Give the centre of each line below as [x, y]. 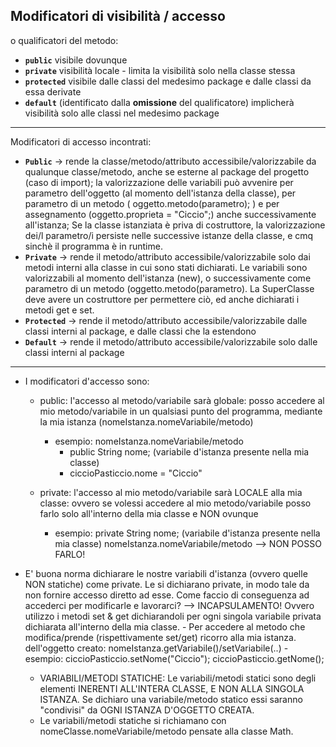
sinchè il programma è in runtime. [93, 246]
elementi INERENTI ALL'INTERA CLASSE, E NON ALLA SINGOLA [172, 688]
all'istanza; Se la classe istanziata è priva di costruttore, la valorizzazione [175, 225]
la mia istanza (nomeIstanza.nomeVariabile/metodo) [146, 421]
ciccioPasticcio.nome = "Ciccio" [136, 473]
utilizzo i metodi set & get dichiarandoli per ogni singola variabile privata [173, 616]
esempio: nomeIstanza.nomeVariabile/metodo [149, 441]
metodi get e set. [59, 310]
